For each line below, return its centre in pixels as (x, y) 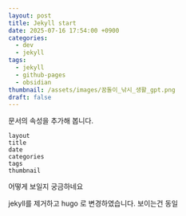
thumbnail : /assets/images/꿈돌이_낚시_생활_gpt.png (92, 90)
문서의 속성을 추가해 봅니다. (51, 121)
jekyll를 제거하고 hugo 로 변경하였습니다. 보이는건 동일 (93, 203)
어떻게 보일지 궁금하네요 (46, 187)
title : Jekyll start (43, 23)
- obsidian (34, 82)
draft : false (30, 97)
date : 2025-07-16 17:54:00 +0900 (64, 30)
